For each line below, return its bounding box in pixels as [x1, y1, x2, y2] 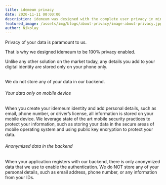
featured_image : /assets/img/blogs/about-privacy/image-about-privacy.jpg [5, 21, 163, 26]
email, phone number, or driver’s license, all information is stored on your [5, 111, 154, 117]
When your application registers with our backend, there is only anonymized [5, 158, 161, 164]
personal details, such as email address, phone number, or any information [5, 169, 157, 175]
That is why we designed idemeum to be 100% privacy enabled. [5, 49, 136, 55]
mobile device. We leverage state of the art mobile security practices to [5, 116, 151, 122]
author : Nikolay [5, 26, 39, 31]
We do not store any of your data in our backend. [5, 79, 105, 85]
